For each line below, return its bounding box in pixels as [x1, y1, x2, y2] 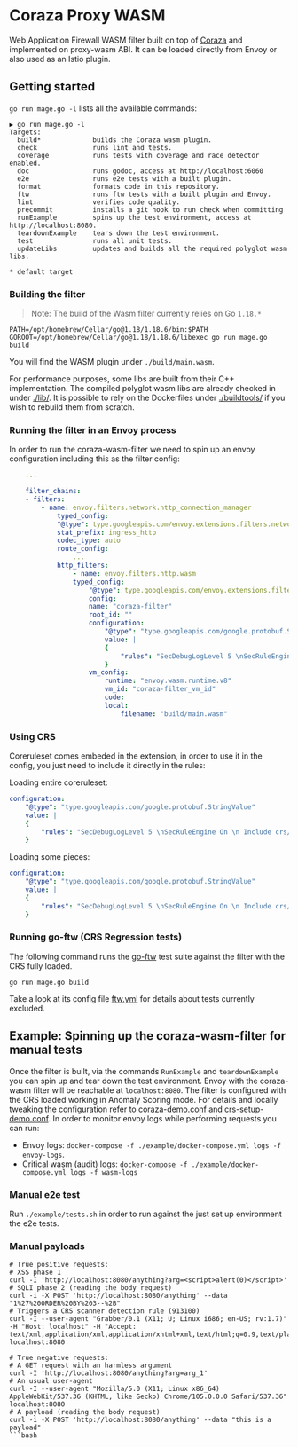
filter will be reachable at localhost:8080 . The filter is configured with [32, 1084, 286, 1096]
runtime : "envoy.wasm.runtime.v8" [104, 676, 232, 686]
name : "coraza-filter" [88, 602, 173, 611]
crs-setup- [224, 1104, 264, 1114]
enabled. [9, 159, 42, 168]
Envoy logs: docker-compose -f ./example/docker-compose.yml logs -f [21, 1139, 282, 1150]
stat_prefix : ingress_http [56, 528, 157, 537]
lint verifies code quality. [17, 197, 180, 207]
